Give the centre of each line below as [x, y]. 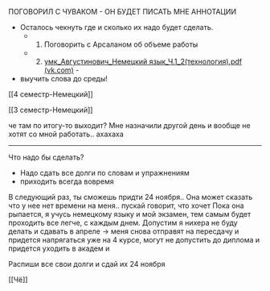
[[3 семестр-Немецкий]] [51, 110]
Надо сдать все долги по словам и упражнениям [105, 173]
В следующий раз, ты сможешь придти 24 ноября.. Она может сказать [131, 197]
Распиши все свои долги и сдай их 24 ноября [87, 264]
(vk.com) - [61, 70]
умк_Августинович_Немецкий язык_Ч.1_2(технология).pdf [143, 61]
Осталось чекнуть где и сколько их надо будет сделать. [117, 27]
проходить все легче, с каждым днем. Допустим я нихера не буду [123, 222]
